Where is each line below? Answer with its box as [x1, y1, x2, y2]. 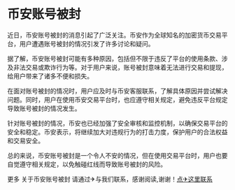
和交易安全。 [7, 136, 44, 145]
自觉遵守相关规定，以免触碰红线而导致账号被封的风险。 [7, 160, 166, 168]
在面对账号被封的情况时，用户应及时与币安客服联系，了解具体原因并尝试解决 [7, 87, 228, 95]
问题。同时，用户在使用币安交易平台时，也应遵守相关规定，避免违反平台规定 [7, 95, 228, 103]
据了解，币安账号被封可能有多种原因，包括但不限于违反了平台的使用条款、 [7, 54, 222, 63]
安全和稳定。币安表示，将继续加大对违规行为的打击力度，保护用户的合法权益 [7, 127, 228, 136]
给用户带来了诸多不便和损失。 [7, 71, 93, 80]
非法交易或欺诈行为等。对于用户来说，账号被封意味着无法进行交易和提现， [13, 63, 228, 71]
